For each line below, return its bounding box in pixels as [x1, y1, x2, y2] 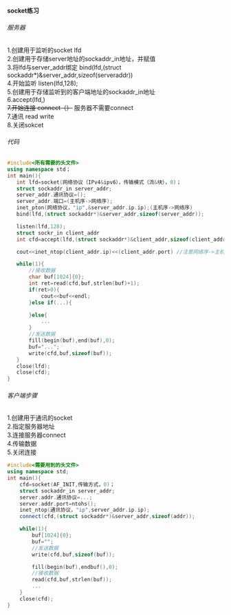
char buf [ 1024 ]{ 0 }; [28, 274, 85, 281]
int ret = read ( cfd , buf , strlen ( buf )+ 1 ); [28, 280, 140, 287]
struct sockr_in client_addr [16, 229, 100, 237]
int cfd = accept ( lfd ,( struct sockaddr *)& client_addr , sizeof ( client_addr [16, 236, 226, 243]
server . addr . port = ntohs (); [19, 500, 97, 507]
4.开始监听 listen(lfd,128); [7, 79, 78, 87]
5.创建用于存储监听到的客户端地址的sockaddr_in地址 [7, 87, 156, 96]
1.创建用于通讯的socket [7, 413, 73, 422]
